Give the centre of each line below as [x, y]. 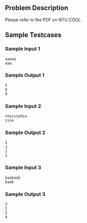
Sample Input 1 [22, 49]
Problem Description [37, 8]
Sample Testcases [33, 35]
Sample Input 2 [23, 106]
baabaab [13, 178]
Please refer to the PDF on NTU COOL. [43, 19]
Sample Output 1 [25, 75]
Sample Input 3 [23, 168]
